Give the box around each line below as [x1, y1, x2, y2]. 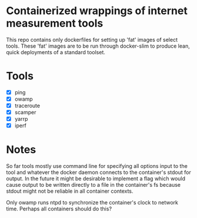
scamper [14, 109, 36, 116]
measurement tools [6, 16, 103, 30]
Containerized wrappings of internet [6, 4, 188, 18]
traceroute [14, 102, 40, 109]
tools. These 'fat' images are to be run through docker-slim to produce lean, [6, 42, 190, 49]
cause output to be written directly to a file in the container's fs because [6, 181, 181, 189]
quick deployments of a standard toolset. [6, 48, 106, 55]
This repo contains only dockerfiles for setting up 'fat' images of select [6, 36, 178, 43]
